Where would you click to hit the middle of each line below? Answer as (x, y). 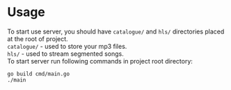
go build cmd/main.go (39, 74)
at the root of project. (38, 38)
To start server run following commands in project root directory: (100, 61)
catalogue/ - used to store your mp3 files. (67, 46)
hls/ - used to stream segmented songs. (65, 54)
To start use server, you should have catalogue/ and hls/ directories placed (116, 31)
